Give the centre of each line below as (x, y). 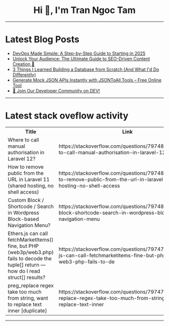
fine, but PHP (23, 246)
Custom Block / (26, 200)
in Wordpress (23, 212)
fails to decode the (30, 258)
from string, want (28, 298)
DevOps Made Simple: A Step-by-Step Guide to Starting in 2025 (79, 53)
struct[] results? (27, 277)
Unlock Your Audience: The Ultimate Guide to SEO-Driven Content (81, 59)
